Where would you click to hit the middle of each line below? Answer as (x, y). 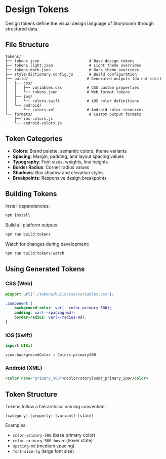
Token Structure (31, 394)
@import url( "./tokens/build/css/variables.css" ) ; (60, 294)
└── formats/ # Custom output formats (73, 114)
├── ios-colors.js (34, 119)
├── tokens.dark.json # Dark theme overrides (72, 70)
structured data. (22, 28)
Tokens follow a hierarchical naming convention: (56, 406)
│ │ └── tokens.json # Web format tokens (68, 92)
